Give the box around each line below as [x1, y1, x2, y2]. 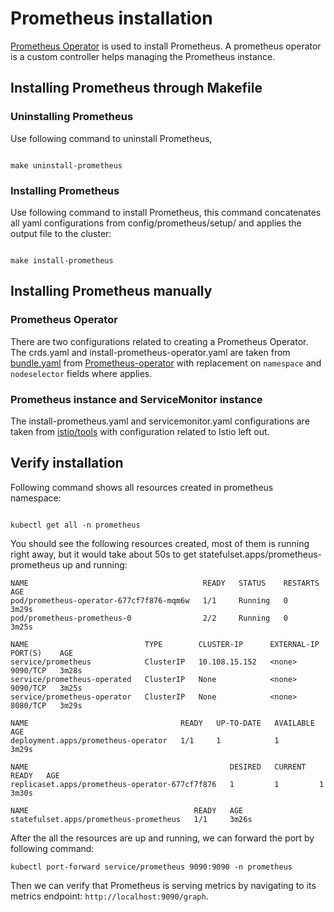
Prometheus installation [10, 7, 213, 30]
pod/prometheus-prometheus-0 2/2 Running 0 [10, 613, 288, 623]
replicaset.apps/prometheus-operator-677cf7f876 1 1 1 [10, 779, 325, 789]
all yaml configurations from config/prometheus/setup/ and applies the [10, 217, 302, 229]
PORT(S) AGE [10, 648, 74, 658]
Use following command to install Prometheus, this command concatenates [10, 206, 322, 218]
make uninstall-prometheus [10, 160, 123, 171]
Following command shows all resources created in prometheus [10, 481, 274, 493]
